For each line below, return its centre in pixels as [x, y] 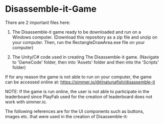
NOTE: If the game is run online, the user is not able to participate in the [77, 91]
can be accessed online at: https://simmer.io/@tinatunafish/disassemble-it [80, 82]
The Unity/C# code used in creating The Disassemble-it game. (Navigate [85, 57]
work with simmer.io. [26, 102]
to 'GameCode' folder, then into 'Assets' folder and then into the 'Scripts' [85, 62]
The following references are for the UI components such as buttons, [75, 111]
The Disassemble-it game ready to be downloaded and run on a [76, 32]
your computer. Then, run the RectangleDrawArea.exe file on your [79, 42]
